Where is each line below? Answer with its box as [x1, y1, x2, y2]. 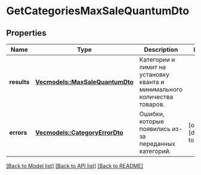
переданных [139, 140, 175, 148]
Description [144, 46, 178, 54]
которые [139, 117, 165, 126]
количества [139, 93, 173, 101]
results [9, 78, 30, 86]
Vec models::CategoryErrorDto [35, 129, 124, 136]
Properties [6, 28, 47, 38]
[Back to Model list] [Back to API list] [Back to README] [6, 162, 144, 169]
